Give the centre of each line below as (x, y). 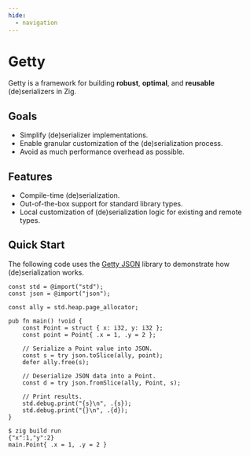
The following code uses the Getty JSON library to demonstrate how (119, 264)
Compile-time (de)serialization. (70, 195)
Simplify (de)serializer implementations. (84, 135)
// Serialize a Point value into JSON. (88, 348)
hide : (17, 15)
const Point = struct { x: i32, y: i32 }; (93, 328)
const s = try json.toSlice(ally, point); (93, 355)
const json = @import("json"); (59, 294)
